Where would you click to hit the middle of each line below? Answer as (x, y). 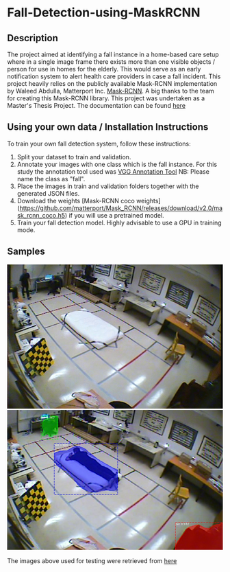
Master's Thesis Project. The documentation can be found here (97, 105)
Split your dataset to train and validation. (74, 157)
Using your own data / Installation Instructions (108, 127)
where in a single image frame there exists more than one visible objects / (111, 62)
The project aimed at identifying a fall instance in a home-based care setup (113, 54)
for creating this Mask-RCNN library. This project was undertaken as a (106, 98)
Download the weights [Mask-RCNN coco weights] (89, 201)
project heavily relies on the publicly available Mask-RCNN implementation (112, 83)
